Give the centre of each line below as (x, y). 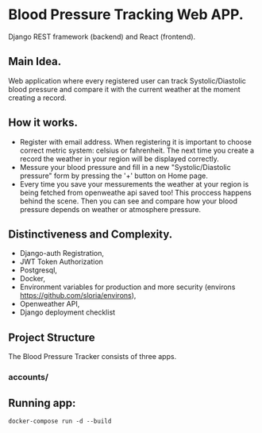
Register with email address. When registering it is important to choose (136, 141)
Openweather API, (50, 304)
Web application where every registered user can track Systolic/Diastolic (127, 80)
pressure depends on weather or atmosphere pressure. (110, 209)
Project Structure (52, 337)
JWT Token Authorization (61, 262)
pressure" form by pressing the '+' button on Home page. (114, 176)
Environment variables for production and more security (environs (127, 287)
